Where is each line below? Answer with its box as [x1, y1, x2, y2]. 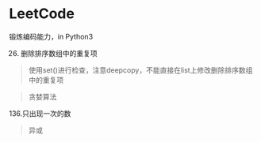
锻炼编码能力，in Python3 [9, 32, 94, 41]
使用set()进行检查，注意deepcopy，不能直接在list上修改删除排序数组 [28, 65, 253, 75]
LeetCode [9, 5, 75, 23]
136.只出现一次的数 [9, 108, 71, 118]
